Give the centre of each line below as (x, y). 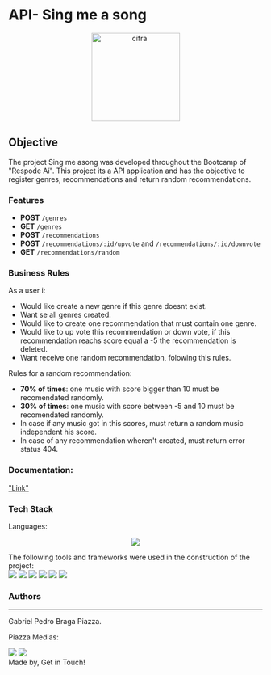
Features (26, 200)
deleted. (34, 349)
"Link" (19, 487)
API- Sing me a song (78, 15)
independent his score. (58, 432)
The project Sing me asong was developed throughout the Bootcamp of (127, 162)
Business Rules (39, 272)
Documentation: (41, 470)
